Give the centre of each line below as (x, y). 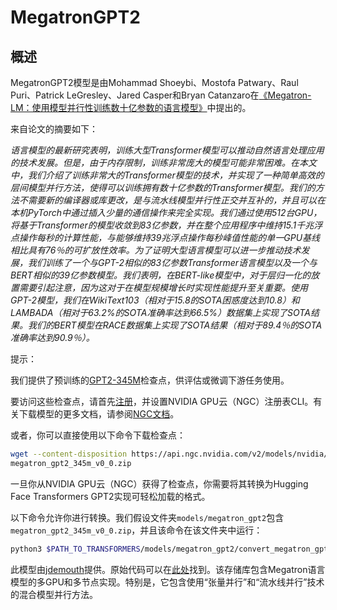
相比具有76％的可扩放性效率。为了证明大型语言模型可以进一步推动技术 (156, 250)
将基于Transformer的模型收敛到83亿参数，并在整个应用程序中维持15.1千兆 (162, 225)
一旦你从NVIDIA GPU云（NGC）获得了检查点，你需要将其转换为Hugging (159, 483)
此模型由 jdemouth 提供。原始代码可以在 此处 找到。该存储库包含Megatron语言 (168, 569)
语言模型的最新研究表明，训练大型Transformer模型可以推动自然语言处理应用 (167, 150)
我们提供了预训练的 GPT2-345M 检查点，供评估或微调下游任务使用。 (150, 380)
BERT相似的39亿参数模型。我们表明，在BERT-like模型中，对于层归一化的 (161, 275)
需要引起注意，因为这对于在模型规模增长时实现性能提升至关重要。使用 (163, 287)
